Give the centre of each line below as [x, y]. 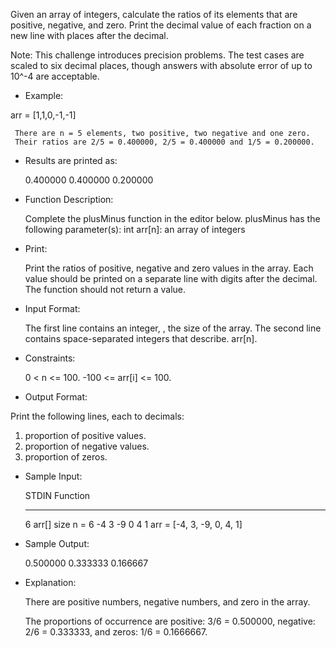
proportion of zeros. [66, 457]
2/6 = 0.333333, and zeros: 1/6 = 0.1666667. [116, 632]
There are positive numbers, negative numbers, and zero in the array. [167, 602]
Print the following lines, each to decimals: [97, 416]
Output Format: [56, 397]
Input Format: [52, 308]
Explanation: [50, 582]
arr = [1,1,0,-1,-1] [43, 115]
